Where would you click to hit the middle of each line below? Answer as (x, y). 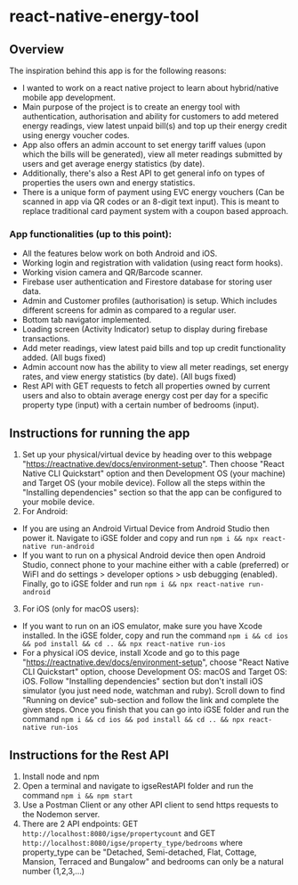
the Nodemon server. (61, 814)
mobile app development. (68, 97)
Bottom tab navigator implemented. (87, 320)
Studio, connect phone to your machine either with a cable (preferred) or (155, 565)
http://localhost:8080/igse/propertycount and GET (119, 833)
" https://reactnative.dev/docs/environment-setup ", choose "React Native (155, 662)
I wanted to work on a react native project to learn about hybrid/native (150, 88)
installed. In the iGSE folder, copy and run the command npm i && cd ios (155, 635)
